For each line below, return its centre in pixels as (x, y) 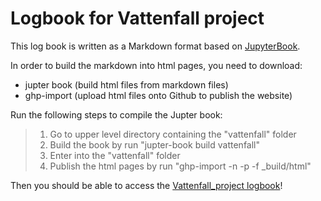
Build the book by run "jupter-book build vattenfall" (155, 144)
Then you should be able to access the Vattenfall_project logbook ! (146, 185)
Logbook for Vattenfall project (137, 18)
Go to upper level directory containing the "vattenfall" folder (173, 134)
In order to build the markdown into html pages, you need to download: (156, 65)
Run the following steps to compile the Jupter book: (116, 114)
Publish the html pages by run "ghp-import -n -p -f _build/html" (180, 166)
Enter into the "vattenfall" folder (115, 155)
